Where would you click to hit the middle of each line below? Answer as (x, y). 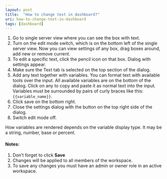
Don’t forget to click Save (39, 155)
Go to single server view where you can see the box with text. (76, 38)
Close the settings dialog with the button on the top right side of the (82, 107)
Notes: (13, 144)
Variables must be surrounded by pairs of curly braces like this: (78, 91)
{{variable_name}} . (32, 96)
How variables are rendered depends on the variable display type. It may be (83, 127)
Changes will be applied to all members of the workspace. (72, 160)
